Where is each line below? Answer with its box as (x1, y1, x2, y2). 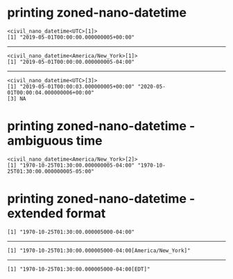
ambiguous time (7, 133, 103, 149)
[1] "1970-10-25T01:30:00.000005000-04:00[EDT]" (7, 265, 150, 273)
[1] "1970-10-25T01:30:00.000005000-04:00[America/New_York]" (7, 247, 191, 254)
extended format (7, 206, 106, 222)
